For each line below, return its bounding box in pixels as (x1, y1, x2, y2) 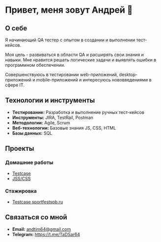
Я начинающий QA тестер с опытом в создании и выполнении (5, 37, 135, 43)
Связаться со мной (5, 213, 67, 221)
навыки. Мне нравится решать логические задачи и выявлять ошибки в (5, 57, 157, 63)
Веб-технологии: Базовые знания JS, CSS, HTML (12, 125, 116, 131)
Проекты (5, 144, 34, 153)
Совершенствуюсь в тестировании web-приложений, (5, 72, 118, 78)
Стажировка (5, 188, 37, 194)
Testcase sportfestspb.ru (12, 199, 63, 205)
